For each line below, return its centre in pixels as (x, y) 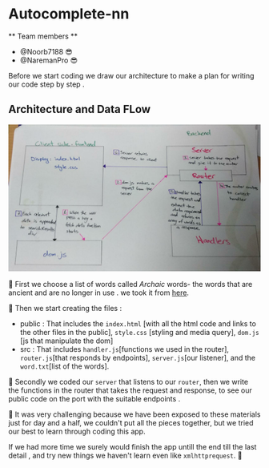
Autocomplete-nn (69, 14)
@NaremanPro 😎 (49, 60)
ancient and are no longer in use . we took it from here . (99, 292)
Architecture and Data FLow (79, 109)
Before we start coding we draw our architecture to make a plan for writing (131, 75)
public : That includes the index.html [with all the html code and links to (138, 324)
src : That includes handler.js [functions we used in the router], (124, 349)
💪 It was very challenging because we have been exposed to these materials (134, 414)
